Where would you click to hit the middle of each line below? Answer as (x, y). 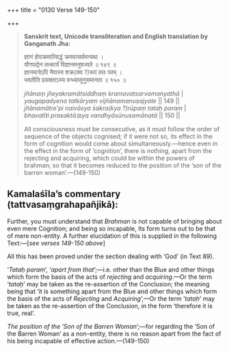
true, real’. (21, 313)
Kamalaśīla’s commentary (64, 194)
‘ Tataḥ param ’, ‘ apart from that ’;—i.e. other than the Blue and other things (111, 269)
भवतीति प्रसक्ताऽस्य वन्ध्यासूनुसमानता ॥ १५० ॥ (75, 80)
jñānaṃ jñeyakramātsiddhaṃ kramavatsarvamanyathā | (103, 94)
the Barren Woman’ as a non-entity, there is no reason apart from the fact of (114, 334)
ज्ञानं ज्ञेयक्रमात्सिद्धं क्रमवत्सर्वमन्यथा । (64, 57)
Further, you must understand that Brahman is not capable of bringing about (114, 221)
